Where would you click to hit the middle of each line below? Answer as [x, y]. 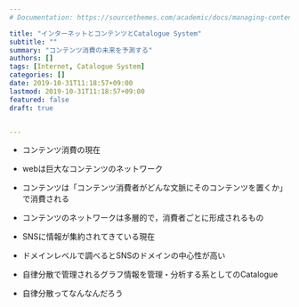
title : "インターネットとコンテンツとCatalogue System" [105, 33]
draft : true [31, 108]
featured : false [39, 100]
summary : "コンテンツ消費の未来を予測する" [81, 50]
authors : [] [31, 59]
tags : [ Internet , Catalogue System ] [77, 67]
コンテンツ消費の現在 [61, 150]
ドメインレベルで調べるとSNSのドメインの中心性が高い [124, 255]
